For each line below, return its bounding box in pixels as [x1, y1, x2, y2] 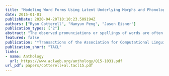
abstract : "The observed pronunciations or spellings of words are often [5, 30, 163, 35]
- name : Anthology [5, 53, 44, 59]
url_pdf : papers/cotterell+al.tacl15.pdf [5, 63, 94, 68]
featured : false [5, 35, 39, 40]
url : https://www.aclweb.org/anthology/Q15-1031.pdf [10, 58, 123, 63]
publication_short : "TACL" [5, 44, 62, 49]
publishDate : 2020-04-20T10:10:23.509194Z [5, 16, 96, 21]
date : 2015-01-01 [5, 12, 42, 17]
